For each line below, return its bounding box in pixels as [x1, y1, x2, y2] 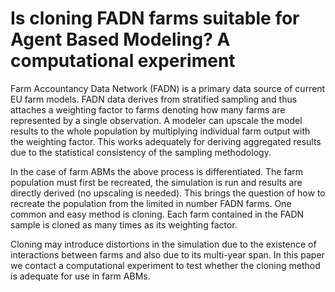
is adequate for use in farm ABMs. [10, 270, 151, 282]
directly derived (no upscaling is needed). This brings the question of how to [10, 187, 326, 199]
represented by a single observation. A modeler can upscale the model [10, 114, 303, 126]
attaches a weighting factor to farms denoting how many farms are [10, 103, 286, 116]
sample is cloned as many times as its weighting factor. [10, 218, 238, 231]
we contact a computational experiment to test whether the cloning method [10, 259, 321, 271]
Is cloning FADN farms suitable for [10, 7, 300, 30]
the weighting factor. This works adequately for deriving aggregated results [10, 135, 322, 147]
